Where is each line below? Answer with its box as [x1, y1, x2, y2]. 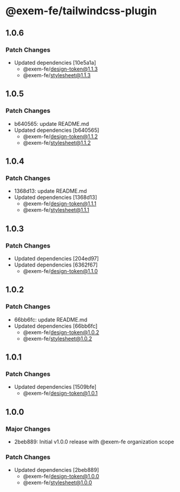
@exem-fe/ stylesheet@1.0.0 [22, 479, 92, 486]
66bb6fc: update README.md [14, 316, 88, 323]
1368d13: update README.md [14, 188, 87, 195]
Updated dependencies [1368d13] [14, 194, 97, 201]
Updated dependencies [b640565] [14, 126, 99, 134]
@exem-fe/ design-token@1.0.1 [22, 390, 98, 397]
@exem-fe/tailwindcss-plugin [5, 4, 157, 18]
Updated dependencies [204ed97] [14, 255, 99, 262]
